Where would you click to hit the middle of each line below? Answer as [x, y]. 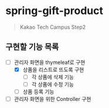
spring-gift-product [54, 11]
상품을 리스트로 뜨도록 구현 [53, 69]
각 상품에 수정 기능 [53, 84]
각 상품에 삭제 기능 [53, 77]
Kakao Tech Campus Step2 [53, 27]
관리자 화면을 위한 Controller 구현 [52, 99]
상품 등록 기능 [38, 92]
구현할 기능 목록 [32, 47]
